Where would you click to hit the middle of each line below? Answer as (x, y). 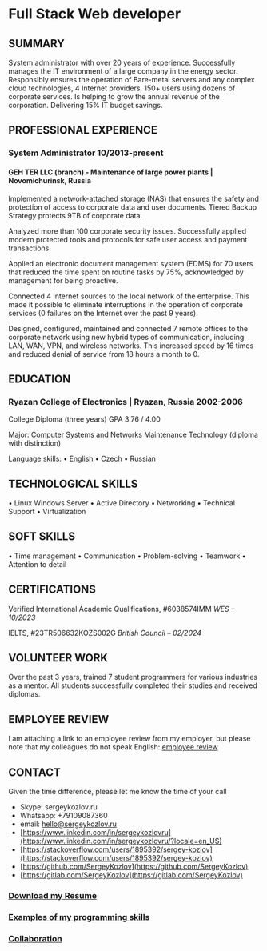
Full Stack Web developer (95, 14)
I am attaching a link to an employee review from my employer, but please (130, 739)
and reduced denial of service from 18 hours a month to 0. (104, 354)
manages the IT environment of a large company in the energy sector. (123, 71)
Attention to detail (38, 564)
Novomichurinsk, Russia (50, 180)
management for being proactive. (63, 280)
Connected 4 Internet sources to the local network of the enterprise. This (129, 296)
